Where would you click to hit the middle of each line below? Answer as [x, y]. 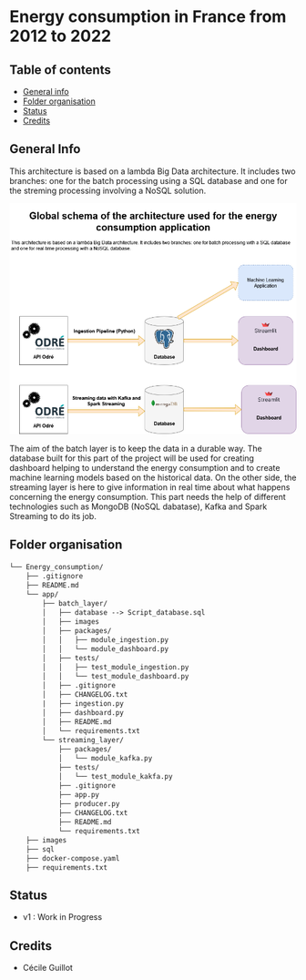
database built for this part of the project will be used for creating [132, 458]
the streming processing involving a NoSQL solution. [108, 190]
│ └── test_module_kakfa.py [115, 776]
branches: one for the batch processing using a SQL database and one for [149, 180]
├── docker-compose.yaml [73, 858]
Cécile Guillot [47, 968]
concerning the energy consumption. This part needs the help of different [148, 496]
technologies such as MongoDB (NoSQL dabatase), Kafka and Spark [138, 506]
